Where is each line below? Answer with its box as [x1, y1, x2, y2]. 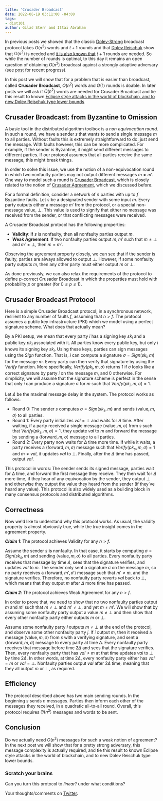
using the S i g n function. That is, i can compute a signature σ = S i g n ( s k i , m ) [5, 352, 155, 359]
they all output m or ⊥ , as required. [5, 665, 75, 671]
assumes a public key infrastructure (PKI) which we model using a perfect [5, 319, 153, 325]
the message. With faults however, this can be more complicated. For [5, 142, 144, 147]
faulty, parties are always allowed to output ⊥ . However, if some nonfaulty [5, 256, 154, 262]
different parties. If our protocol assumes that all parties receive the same [5, 152, 152, 158]
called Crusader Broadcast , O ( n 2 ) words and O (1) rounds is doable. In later [5, 82, 156, 88]
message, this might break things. [5, 157, 73, 163]
